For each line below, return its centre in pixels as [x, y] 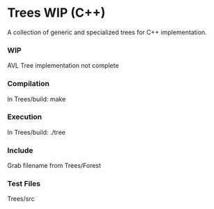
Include [20, 150]
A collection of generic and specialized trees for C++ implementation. [107, 32]
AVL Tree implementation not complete [63, 66]
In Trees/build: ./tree [37, 132]
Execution [25, 117]
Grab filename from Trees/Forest [54, 166]
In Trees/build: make [37, 99]
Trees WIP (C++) [56, 13]
